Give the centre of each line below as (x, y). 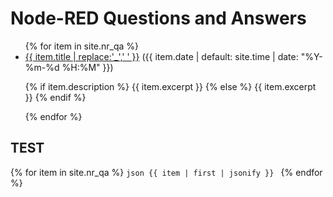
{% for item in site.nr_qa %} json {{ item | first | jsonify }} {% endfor (166, 172)
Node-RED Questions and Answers (158, 18)
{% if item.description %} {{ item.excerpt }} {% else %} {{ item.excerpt (170, 86)
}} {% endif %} (55, 97)
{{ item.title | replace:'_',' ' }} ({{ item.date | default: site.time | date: (161, 56)
